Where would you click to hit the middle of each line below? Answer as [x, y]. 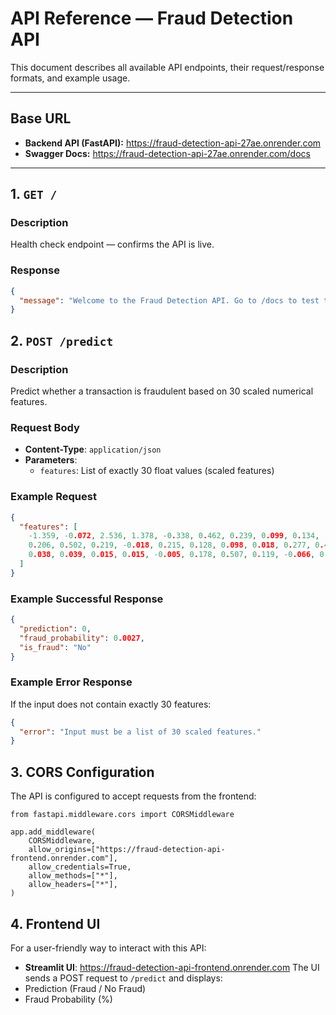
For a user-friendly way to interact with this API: [108, 948]
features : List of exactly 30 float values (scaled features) [157, 471]
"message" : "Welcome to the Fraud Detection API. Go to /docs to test [169, 300]
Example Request [53, 497]
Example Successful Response [87, 599]
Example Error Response [71, 682]
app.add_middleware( [53, 832]
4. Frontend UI [55, 923]
